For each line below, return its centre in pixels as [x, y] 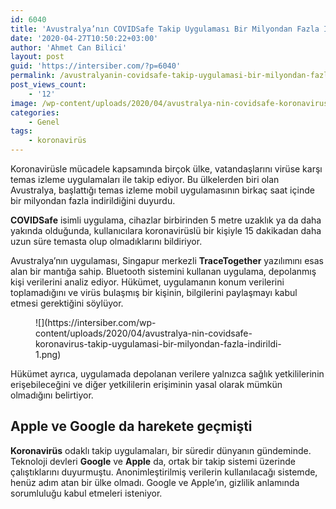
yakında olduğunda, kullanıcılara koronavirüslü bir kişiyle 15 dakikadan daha [166, 230]
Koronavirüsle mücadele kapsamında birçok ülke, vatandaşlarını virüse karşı [166, 169]
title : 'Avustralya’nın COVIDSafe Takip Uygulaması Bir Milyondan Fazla [165, 29]
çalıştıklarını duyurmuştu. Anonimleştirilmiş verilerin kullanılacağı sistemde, [164, 472]
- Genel [44, 122]
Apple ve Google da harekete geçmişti [131, 426]
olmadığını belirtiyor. [52, 395]
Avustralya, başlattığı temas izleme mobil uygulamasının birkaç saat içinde [162, 190]
